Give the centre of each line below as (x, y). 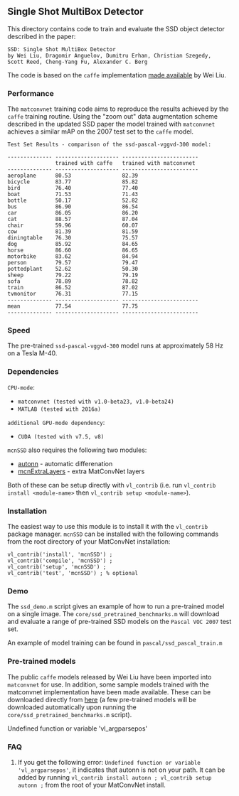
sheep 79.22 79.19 (73, 275)
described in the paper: (42, 36)
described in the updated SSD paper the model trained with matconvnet (111, 124)
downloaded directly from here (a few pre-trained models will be (102, 699)
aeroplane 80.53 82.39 (73, 176)
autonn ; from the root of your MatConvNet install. (91, 785)
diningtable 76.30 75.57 (73, 238)
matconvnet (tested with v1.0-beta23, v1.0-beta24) (96, 402)
